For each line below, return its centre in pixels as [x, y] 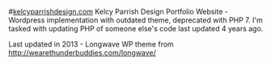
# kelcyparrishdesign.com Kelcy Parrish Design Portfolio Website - [119, 12]
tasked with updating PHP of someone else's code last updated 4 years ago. [136, 28]
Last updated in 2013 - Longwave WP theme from [91, 44]
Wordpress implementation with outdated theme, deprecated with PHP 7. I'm [135, 20]
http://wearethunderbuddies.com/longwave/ [82, 53]
